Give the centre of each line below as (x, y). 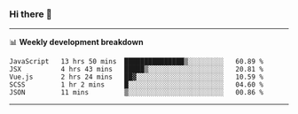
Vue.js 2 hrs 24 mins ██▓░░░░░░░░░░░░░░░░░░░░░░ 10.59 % (137, 77)
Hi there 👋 (31, 14)
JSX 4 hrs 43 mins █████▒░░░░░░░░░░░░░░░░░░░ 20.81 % (137, 70)
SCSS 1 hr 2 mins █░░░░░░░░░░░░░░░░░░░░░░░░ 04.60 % (137, 85)
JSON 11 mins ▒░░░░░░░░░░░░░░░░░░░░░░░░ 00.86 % (137, 93)
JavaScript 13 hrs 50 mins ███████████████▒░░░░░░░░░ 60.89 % (137, 62)
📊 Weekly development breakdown (76, 42)
